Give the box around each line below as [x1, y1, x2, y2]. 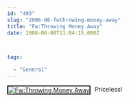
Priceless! [95, 85, 123, 93]
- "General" [13, 66, 48, 73]
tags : [7, 54, 23, 61]
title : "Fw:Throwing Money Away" [7, 23, 103, 30]
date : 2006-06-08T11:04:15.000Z [7, 29, 99, 37]
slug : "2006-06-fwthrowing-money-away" [7, 17, 121, 23]
